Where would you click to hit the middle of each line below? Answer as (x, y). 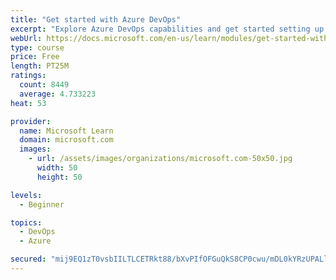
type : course (37, 47)
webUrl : (26, 38)
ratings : (28, 76)
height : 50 (59, 177)
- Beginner (42, 204)
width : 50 (57, 168)
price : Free (35, 57)
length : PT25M (40, 66)
